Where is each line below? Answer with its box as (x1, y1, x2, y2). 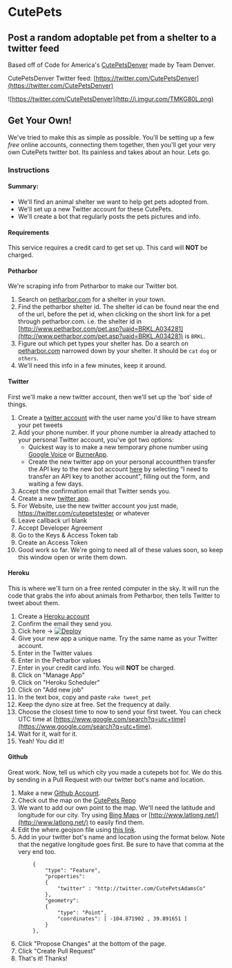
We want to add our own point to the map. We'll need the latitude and (17, 803, 215, 812)
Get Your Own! (8, 115, 72, 126)
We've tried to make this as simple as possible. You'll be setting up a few (8, 133, 215, 142)
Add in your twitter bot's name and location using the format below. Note (17, 833, 225, 841)
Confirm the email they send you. (17, 619, 113, 627)
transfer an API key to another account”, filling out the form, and (28, 472, 210, 480)
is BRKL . (184, 332, 206, 341)
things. (8, 400, 28, 408)
